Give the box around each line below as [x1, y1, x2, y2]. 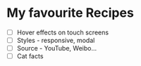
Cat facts [16, 52, 44, 60]
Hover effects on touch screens [16, 28, 109, 37]
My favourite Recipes [6, 5, 135, 21]
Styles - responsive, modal [16, 37, 95, 44]
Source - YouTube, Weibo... [16, 44, 97, 53]
